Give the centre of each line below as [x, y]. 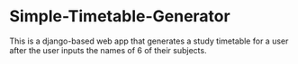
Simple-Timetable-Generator [120, 16]
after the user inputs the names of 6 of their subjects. [108, 50]
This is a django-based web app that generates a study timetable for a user [149, 41]
